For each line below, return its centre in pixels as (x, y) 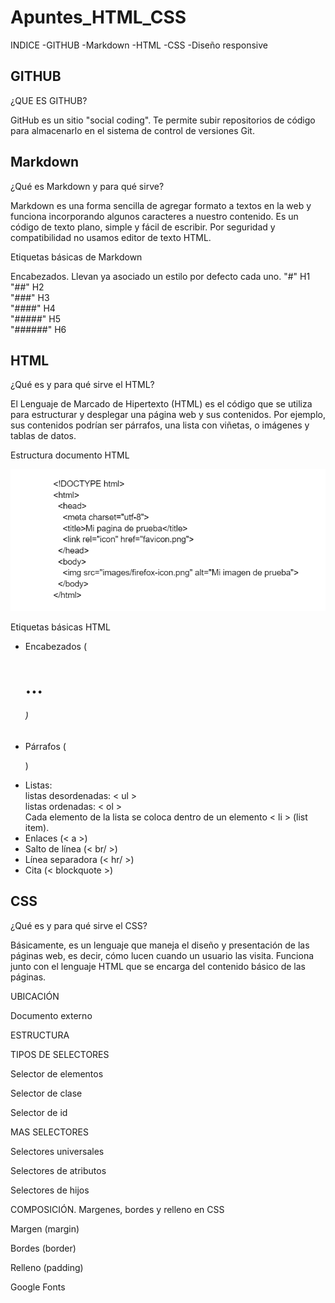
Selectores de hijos (50, 1190)
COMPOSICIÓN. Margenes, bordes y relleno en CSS (117, 1209)
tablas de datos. (43, 436)
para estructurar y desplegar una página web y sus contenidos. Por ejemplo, (168, 415)
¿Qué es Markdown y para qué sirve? (87, 186)
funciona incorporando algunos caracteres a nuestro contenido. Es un (154, 216)
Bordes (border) (43, 1248)
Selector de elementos (57, 1073)
